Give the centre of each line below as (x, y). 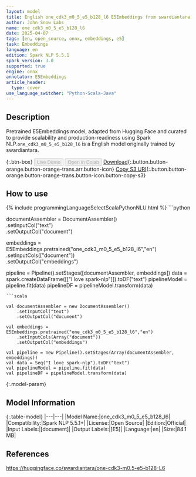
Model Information (41, 402)
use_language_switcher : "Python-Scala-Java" (61, 93)
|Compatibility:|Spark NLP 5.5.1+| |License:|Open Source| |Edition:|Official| (96, 423)
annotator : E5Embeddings (36, 77)
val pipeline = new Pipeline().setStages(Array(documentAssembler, (90, 353)
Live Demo (49, 162)
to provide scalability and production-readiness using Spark (78, 137)
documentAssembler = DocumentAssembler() (62, 219)
